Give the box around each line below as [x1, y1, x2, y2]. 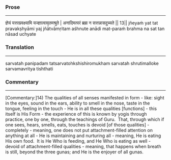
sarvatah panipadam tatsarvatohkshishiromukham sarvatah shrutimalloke [5, 60, 159, 66]
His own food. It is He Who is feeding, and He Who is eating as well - [5, 138, 151, 144]
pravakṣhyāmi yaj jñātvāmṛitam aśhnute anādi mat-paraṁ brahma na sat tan [5, 25, 165, 32]
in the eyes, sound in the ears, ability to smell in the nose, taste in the [5, 100, 150, 106]
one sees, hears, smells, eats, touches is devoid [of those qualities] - [5, 121, 150, 128]
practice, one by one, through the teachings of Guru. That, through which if [5, 116, 164, 122]
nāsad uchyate [5, 31, 37, 37]
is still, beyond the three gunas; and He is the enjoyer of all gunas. [5, 149, 144, 155]
